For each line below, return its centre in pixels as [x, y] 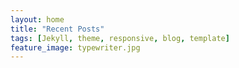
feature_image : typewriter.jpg [75, 47]
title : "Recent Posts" [57, 29]
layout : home [37, 19]
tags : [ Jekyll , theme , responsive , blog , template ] [120, 38]
